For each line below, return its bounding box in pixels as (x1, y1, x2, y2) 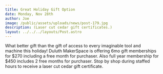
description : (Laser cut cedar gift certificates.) (5, 25, 112, 30)
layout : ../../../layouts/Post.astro (5, 30, 82, 34)
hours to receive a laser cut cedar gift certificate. (5, 63, 103, 69)
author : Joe (5, 16, 29, 21)
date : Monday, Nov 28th (5, 12, 54, 16)
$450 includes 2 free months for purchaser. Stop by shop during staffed (5, 59, 150, 64)
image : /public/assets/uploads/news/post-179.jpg (5, 20, 108, 26)
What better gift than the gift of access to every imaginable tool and (5, 43, 141, 48)
